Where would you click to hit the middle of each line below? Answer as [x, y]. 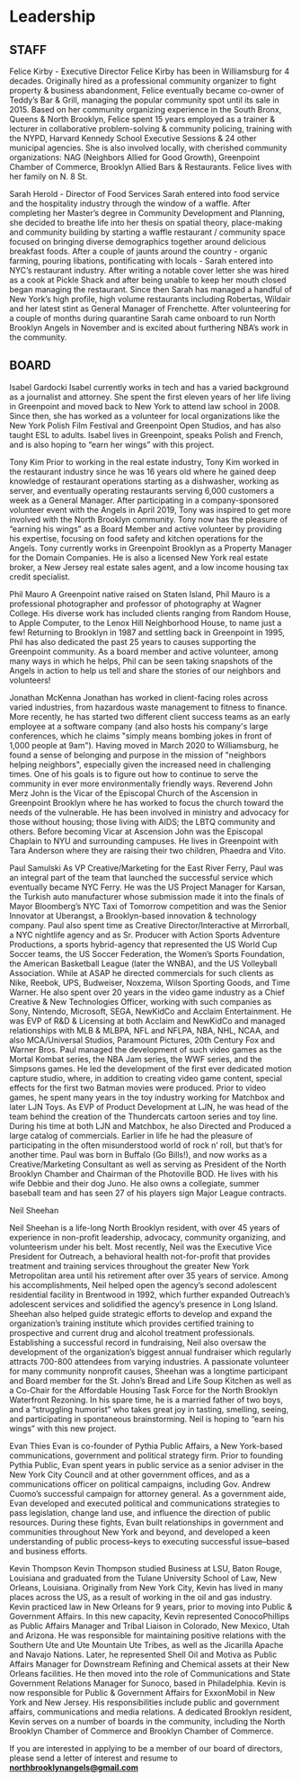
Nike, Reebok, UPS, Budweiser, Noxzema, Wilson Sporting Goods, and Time [150, 982]
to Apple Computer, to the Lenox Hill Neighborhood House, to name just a [146, 622]
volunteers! [30, 680]
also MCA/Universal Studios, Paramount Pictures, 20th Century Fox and [142, 1040]
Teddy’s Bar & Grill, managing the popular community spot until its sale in [145, 100]
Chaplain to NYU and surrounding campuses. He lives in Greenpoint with [144, 841]
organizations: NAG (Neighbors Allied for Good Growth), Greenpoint [135, 157]
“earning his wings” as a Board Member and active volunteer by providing [146, 529]
